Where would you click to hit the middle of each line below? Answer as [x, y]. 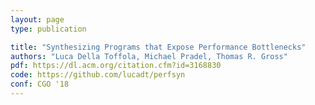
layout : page [37, 19]
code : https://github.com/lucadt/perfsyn [98, 75]
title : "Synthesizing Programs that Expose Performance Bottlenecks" [158, 47]
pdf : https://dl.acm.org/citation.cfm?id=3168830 [116, 66]
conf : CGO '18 [40, 84]
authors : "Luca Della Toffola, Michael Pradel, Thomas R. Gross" [149, 56]
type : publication [48, 29]
